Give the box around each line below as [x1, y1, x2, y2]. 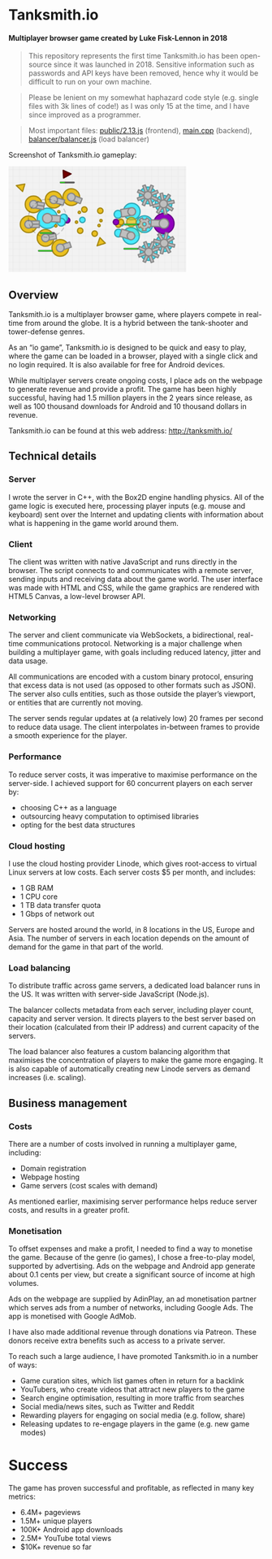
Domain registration [19, 1163, 87, 1173]
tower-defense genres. [8, 327, 85, 337]
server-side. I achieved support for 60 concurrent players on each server [8, 778, 253, 788]
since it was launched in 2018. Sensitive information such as [53, 59, 255, 70]
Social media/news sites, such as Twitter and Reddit [19, 1402, 195, 1412]
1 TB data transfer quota [19, 900, 101, 910]
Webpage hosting [19, 1172, 80, 1182]
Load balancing [8, 962, 71, 973]
